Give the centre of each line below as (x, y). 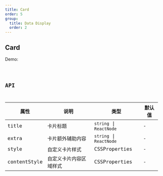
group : (12, 19)
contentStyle (25, 162)
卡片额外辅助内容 (67, 139)
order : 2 (18, 28)
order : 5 (14, 14)
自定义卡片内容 (64, 159)
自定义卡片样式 (64, 149)
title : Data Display (30, 23)
